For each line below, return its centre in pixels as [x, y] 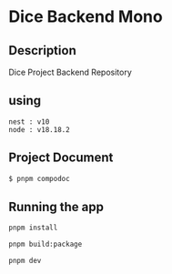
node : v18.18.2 [39, 129]
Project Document [61, 158]
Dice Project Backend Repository [71, 72]
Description [42, 51]
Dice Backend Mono [86, 17]
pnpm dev [25, 261]
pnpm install [33, 228]
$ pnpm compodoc [39, 178]
